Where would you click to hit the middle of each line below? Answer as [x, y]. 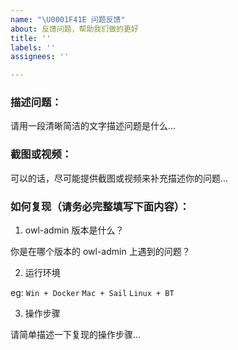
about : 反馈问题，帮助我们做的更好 [74, 29]
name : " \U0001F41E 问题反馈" [68, 19]
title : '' [31, 38]
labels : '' [33, 47]
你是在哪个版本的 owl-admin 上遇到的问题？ [100, 252]
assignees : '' [40, 57]
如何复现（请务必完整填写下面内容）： [100, 206]
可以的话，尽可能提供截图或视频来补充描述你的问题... [119, 178]
